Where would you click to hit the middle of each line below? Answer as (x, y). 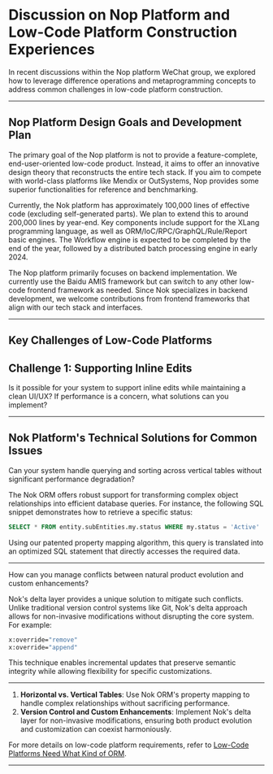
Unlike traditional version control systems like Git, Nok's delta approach (128, 607)
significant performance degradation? (72, 479)
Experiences (52, 50)
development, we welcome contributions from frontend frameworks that (129, 298)
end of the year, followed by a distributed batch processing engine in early (133, 248)
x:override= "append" (43, 647)
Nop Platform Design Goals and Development (125, 122)
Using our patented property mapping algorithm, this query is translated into (136, 542)
